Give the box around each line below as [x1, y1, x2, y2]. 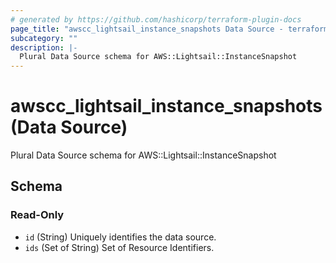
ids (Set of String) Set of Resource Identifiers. [24, 241, 215, 253]
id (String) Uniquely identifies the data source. [24, 231, 217, 243]
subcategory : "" [10, 33, 78, 43]
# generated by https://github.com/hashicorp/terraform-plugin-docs [10, 14, 302, 25]
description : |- [10, 42, 78, 53]
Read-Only [10, 208, 65, 222]
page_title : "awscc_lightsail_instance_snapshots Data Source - [10, 24, 284, 34]
